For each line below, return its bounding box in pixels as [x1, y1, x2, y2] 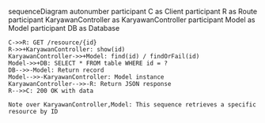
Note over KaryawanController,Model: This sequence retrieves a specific [8, 101, 257, 109]
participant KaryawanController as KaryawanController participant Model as [8, 15, 256, 24]
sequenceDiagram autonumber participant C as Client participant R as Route [8, 7, 258, 16]
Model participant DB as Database [8, 24, 120, 32]
